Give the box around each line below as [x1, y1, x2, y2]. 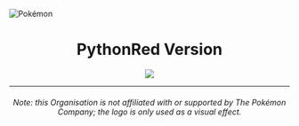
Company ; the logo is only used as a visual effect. [57, 106, 242, 117]
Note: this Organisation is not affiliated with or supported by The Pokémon [12, 97, 287, 107]
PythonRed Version [77, 40, 222, 59]
